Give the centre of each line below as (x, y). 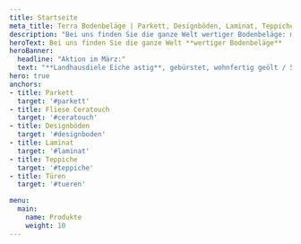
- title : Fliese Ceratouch (60, 109)
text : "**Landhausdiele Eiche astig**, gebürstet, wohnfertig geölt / (152, 68)
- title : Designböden (50, 126)
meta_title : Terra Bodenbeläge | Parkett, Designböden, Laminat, (133, 26)
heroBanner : (31, 51)
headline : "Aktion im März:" (72, 59)
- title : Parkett (42, 92)
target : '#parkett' (54, 101)
